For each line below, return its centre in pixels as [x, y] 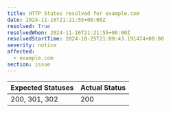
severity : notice [32, 45]
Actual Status [103, 88]
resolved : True [29, 26]
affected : [21, 52]
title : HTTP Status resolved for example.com [73, 13]
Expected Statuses [42, 88]
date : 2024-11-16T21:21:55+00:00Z [57, 20]
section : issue [29, 64]
